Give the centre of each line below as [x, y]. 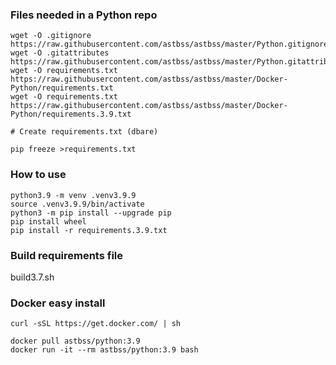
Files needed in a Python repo [84, 15]
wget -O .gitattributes [60, 53]
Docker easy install [58, 303]
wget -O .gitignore [51, 36]
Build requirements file [67, 255]
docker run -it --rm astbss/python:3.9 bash [104, 350]
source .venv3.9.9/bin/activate [77, 204]
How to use [38, 175]
